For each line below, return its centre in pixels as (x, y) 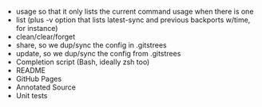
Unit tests (32, 96)
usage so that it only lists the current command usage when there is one (135, 11)
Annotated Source (46, 87)
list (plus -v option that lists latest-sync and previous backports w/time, (133, 20)
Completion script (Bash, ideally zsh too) (83, 62)
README (31, 70)
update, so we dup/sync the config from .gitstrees (98, 53)
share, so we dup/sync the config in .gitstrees (91, 45)
